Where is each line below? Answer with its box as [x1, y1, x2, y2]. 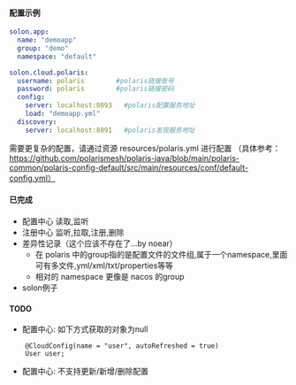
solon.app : [9, 27, 49, 36]
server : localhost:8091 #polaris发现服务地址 [25, 126, 196, 135]
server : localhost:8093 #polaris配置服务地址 [25, 101, 196, 110]
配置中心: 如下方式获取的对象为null [21, 324, 148, 335]
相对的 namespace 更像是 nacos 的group [34, 271, 185, 281]
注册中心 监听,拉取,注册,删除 [21, 227, 125, 237]
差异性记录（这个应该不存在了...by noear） [21, 238, 178, 249]
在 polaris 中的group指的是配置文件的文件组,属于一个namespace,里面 [34, 249, 288, 259]
